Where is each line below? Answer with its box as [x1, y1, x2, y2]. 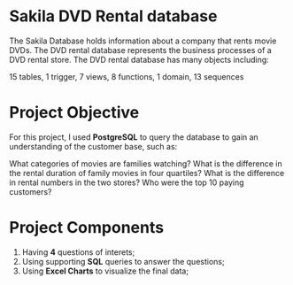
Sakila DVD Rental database [9, 6, 218, 27]
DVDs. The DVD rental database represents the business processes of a [9, 44, 272, 55]
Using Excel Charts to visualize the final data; [21, 266, 189, 276]
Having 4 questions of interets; [21, 246, 135, 258]
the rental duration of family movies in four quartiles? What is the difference [9, 167, 285, 178]
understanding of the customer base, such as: [9, 141, 178, 151]
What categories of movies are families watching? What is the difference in [9, 158, 282, 169]
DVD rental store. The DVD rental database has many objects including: [9, 54, 270, 65]
